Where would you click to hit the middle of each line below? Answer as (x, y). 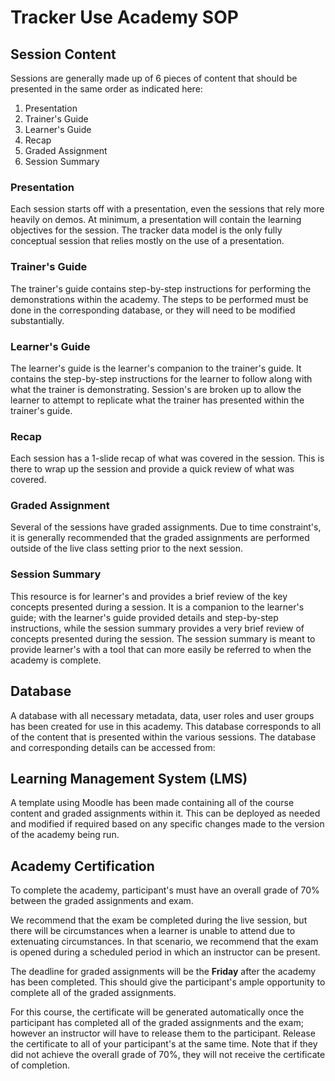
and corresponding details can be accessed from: (113, 747)
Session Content (63, 54)
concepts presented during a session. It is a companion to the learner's (157, 607)
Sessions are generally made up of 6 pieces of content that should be (154, 78)
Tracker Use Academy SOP (124, 17)
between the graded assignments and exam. (102, 901)
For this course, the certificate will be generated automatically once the (157, 1012)
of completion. (40, 1065)
